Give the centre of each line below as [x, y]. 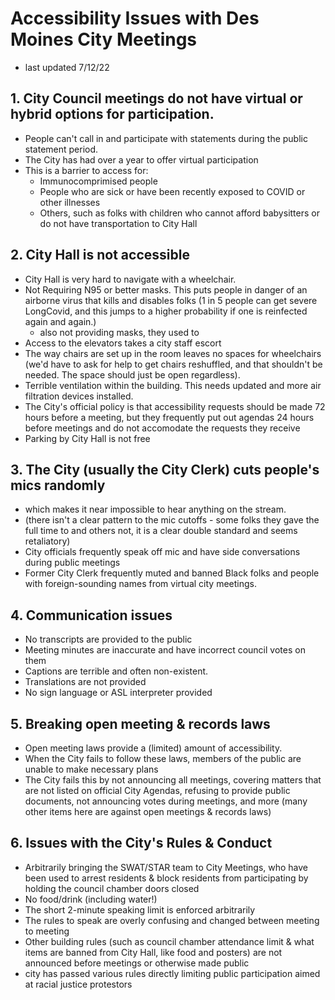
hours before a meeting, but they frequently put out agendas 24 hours [169, 417]
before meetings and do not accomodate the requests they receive [162, 428]
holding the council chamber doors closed [112, 888]
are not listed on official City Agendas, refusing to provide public [157, 790]
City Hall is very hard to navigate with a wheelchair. [130, 279]
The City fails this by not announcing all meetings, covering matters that [173, 780]
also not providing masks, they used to [119, 332]
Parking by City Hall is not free [87, 438]
